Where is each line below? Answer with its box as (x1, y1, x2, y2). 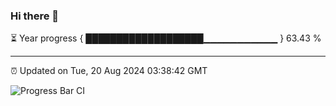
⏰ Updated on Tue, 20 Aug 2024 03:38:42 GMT (10, 65, 208, 77)
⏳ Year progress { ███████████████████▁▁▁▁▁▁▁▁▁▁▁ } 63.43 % (10, 32, 322, 44)
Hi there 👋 (10, 9, 60, 23)
